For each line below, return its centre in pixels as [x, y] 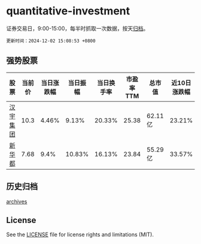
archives [17, 201]
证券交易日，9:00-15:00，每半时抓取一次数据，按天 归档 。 [77, 28]
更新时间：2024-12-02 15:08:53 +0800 [51, 41]
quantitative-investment [68, 11]
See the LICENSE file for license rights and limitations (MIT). [80, 234]
